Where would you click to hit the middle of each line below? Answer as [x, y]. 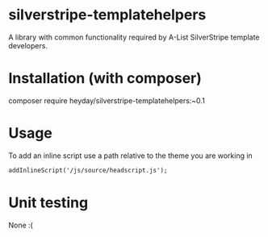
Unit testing [48, 202]
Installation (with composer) [105, 79]
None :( [21, 225]
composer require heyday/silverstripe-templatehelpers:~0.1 [107, 100]
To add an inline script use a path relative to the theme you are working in [130, 156]
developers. [28, 45]
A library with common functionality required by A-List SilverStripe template [134, 37]
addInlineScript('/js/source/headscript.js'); [88, 170]
